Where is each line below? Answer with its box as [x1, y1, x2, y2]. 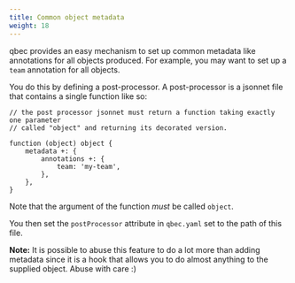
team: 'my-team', [56, 162, 121, 171]
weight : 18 [9, 21, 50, 30]
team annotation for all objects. [9, 64, 120, 75]
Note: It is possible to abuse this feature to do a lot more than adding [9, 244, 260, 255]
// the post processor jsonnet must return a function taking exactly [9, 108, 276, 117]
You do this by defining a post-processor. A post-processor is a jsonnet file [9, 81, 283, 92]
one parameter [9, 116, 62, 125]
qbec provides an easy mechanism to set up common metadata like [9, 45, 256, 56]
